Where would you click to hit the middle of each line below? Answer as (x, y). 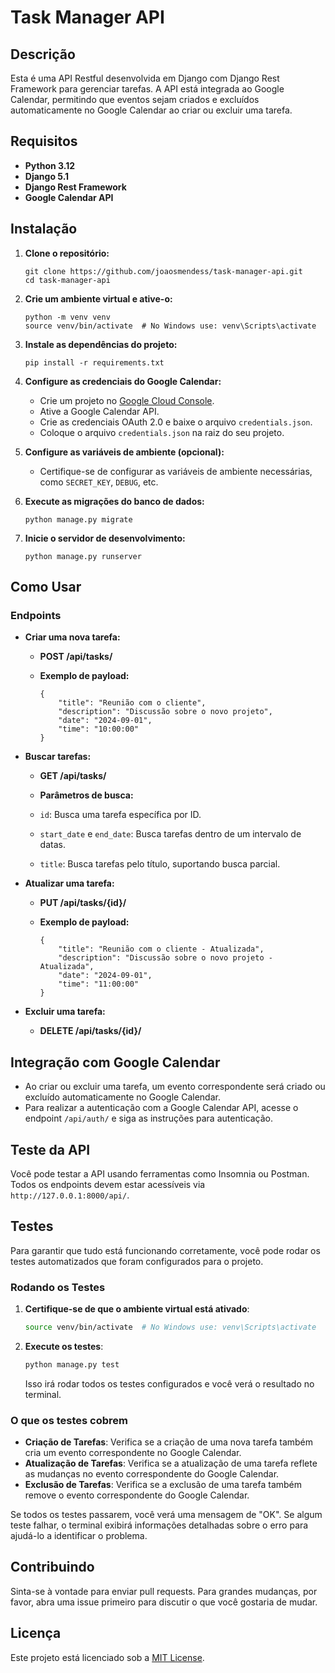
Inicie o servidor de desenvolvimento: (105, 538)
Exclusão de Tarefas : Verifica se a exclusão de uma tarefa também (163, 1485)
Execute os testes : (64, 1346)
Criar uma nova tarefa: (72, 637)
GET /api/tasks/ (73, 776)
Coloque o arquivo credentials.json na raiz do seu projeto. (162, 432)
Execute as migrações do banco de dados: (114, 501)
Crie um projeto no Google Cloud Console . (127, 400)
